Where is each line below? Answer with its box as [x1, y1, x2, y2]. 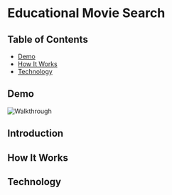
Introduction [7, 127, 64, 139]
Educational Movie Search [7, 5, 166, 21]
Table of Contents [7, 33, 89, 46]
